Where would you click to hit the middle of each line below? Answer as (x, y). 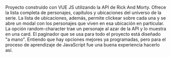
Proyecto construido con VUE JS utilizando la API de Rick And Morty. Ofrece (86, 7)
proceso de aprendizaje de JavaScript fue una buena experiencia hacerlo (82, 45)
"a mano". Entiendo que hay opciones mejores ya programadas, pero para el (86, 39)
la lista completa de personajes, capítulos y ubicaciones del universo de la (83, 13)
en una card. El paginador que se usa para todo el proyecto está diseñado (83, 34)
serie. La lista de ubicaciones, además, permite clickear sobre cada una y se (86, 18)
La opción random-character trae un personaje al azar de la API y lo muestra (86, 29)
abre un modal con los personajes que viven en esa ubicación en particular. (85, 23)
